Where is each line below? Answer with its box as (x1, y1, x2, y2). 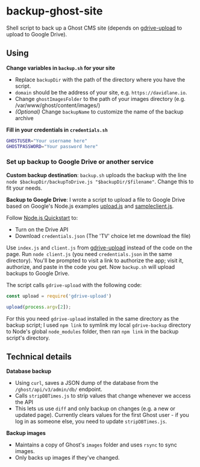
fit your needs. (6, 184, 43, 192)
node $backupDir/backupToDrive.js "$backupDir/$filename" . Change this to (6, 178, 194, 185)
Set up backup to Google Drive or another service (6, 158, 154, 166)
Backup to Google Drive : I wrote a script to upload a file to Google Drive (6, 196, 186, 203)
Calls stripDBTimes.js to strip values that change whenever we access (14, 392, 191, 399)
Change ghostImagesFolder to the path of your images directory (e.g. (14, 95, 186, 102)
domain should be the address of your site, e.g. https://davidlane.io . (14, 89, 187, 96)
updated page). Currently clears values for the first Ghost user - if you (14, 411, 190, 419)
